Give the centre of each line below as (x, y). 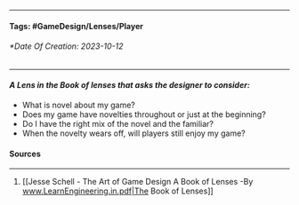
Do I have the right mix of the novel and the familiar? (118, 124)
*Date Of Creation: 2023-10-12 (66, 46)
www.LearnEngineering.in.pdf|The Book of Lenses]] (117, 191)
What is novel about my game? (78, 105)
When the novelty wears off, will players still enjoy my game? (134, 133)
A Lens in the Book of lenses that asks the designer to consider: (130, 85)
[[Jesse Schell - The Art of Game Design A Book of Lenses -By (137, 182)
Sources (25, 154)
